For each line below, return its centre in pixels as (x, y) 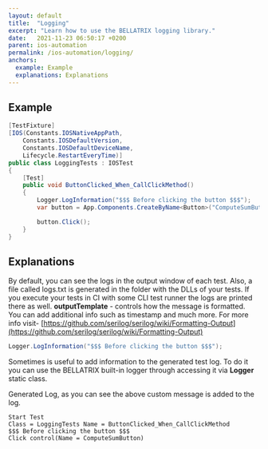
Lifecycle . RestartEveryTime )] (73, 155)
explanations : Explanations (62, 75)
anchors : (23, 61)
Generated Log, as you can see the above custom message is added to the (132, 394)
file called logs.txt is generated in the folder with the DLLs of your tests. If (129, 289)
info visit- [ (26, 324)
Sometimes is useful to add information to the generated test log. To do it (128, 362)
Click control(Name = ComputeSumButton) (77, 439)
